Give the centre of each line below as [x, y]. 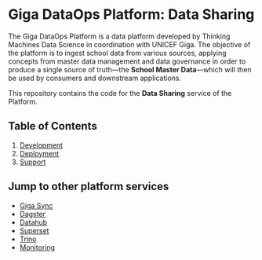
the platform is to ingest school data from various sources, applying [117, 53]
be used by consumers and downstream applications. [95, 78]
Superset [34, 230]
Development [41, 145]
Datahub [33, 222]
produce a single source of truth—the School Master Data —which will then [130, 69]
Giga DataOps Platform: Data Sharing [131, 15]
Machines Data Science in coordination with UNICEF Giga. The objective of [129, 44]
